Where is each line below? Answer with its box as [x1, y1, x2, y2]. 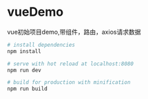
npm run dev [7, 67, 41, 74]
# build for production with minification [7, 79, 131, 86]
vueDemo [7, 4, 64, 20]
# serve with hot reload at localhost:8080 [7, 60, 134, 67]
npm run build [7, 85, 48, 93]
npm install [7, 47, 41, 55]
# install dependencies [7, 41, 76, 48]
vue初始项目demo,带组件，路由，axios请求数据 [7, 27, 141, 36]
